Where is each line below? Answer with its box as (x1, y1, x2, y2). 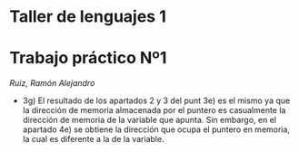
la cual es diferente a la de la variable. (22, 134, 165, 145)
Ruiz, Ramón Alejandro (9, 78, 95, 89)
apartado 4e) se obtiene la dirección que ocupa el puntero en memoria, (22, 124, 291, 135)
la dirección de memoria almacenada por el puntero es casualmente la (22, 105, 286, 116)
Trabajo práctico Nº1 (9, 48, 167, 69)
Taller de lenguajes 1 (9, 6, 166, 27)
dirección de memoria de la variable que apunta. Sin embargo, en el (22, 115, 277, 126)
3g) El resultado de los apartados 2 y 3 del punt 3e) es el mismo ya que (22, 95, 291, 106)
